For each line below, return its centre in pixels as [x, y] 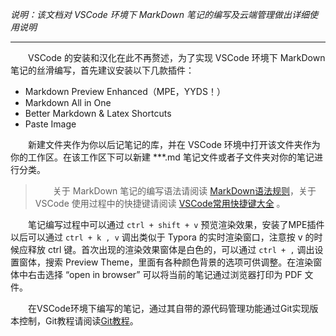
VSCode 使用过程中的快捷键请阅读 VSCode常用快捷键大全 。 [160, 203]
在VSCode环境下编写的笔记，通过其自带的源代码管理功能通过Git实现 [169, 308]
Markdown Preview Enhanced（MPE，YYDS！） [125, 91]
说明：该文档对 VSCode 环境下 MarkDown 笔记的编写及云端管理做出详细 [160, 14]
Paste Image [50, 124]
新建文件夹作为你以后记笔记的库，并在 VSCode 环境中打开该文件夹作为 [174, 144]
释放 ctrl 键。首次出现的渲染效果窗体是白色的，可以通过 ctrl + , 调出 [171, 249]
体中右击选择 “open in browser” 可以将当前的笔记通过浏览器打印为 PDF [156, 274]
